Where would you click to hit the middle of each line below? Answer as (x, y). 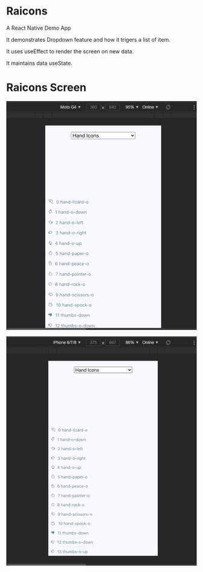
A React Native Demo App (39, 28)
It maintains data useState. (39, 63)
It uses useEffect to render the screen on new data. (70, 51)
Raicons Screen (46, 87)
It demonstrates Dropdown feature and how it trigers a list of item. (88, 39)
